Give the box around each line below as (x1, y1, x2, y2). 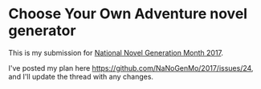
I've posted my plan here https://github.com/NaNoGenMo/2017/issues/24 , (8, 63, 254, 72)
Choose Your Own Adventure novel (8, 5, 247, 23)
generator (8, 21, 76, 40)
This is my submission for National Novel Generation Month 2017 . (8, 48, 223, 57)
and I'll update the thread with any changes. (8, 72, 154, 81)
